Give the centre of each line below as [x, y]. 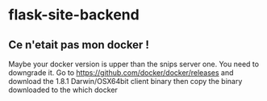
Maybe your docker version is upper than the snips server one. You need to [134, 64]
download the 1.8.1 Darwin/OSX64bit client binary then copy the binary [125, 81]
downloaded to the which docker [63, 90]
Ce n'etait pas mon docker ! [79, 45]
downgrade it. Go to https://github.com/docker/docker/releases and [121, 73]
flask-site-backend [74, 15]
